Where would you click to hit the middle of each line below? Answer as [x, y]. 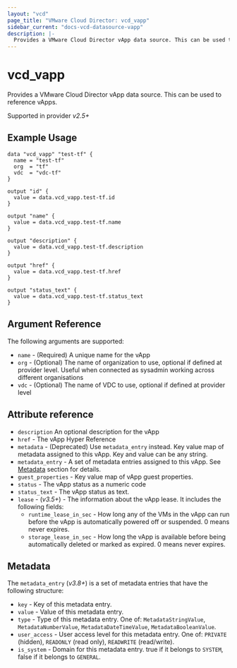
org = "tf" [31, 167]
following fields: [41, 506]
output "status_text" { [42, 290]
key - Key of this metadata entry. [65, 604]
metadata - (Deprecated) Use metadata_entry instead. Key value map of [121, 446]
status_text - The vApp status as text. [73, 491]
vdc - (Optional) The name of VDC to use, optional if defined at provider [121, 385]
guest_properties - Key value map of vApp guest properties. [105, 477]
